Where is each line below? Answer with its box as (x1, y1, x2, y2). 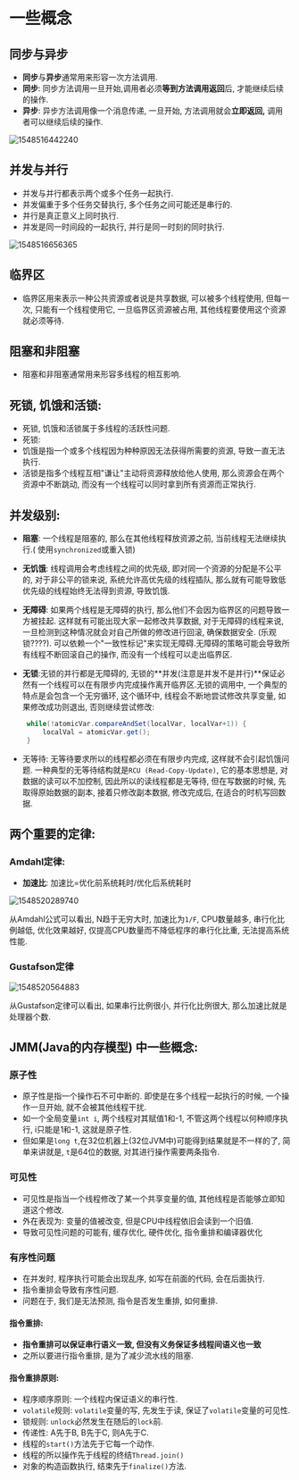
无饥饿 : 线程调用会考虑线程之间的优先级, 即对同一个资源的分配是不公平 (21, 564, 282, 574)
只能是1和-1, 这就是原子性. (37, 1125, 132, 1135)
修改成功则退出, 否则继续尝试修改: (29, 702, 154, 713)
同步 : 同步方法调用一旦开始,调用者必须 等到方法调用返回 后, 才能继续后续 (21, 83, 284, 94)
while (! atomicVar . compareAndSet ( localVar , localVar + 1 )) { (26, 720, 247, 729)
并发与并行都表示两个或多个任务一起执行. (21, 188, 174, 198)
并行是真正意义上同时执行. (21, 210, 119, 221)
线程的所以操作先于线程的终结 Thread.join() (21, 1450, 185, 1460)
